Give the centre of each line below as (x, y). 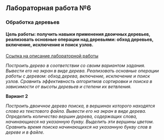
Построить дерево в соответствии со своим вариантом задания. (76, 65)
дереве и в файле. (25, 132)
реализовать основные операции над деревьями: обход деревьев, (80, 39)
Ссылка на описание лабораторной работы (52, 56)
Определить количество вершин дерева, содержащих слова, (72, 116)
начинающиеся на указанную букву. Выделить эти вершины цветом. (80, 122)
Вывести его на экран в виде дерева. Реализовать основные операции (82, 70)
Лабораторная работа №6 (48, 8)
